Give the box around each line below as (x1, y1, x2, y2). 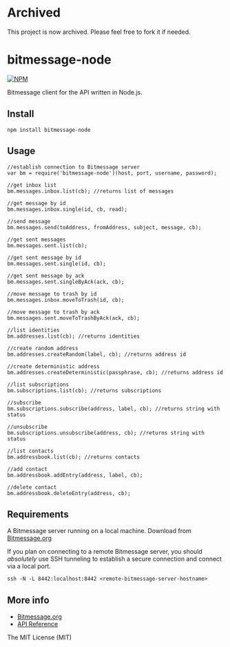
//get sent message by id (7, 254, 81, 261)
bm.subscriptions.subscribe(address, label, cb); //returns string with (7, 405, 220, 412)
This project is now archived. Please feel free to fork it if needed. (7, 28, 191, 36)
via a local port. (7, 562, 52, 570)
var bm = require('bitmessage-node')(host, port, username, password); (7, 169, 217, 177)
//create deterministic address (7, 363, 100, 370)
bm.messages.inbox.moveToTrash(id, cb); (7, 296, 125, 303)
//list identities (7, 327, 60, 334)
